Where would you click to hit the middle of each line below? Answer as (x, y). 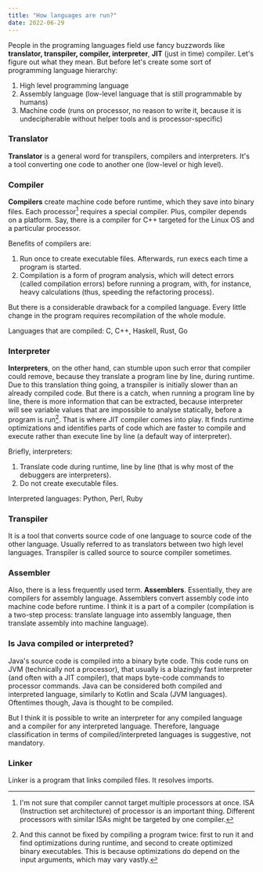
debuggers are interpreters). (65, 475)
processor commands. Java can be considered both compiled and (115, 686)
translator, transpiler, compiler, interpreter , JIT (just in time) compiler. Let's (131, 53)
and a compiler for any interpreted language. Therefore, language (114, 726)
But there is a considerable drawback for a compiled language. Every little (127, 307)
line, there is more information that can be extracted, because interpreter (126, 402)
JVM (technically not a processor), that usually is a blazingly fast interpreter (130, 669)
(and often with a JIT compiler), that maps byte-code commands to (116, 677)
